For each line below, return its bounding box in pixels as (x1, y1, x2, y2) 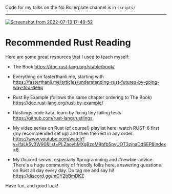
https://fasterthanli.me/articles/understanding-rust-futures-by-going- (12, 79, 160, 85)
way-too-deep (12, 84, 44, 90)
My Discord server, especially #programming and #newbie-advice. (12, 156, 154, 162)
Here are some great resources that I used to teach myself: (5, 54, 130, 60)
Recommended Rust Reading (5, 37, 132, 48)
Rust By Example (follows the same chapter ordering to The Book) (12, 94, 152, 100)
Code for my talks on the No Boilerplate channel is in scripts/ (5, 5, 136, 10)
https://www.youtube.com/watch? (12, 135, 85, 142)
